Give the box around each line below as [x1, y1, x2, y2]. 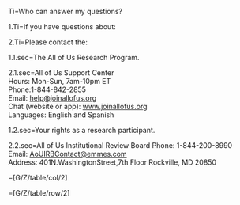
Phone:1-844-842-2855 [8, 85, 87, 94]
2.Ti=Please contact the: [8, 37, 88, 47]
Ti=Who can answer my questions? [8, 7, 122, 16]
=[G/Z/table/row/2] [8, 188, 70, 197]
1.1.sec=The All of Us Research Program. [8, 53, 140, 62]
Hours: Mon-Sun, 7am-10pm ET [8, 77, 111, 85]
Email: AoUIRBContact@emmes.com [8, 150, 128, 158]
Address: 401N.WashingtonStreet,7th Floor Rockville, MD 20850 [8, 158, 217, 167]
